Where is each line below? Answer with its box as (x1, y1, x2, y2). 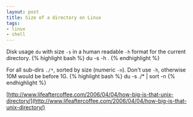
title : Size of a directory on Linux (6, 15, 102, 21)
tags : (6, 20, 20, 26)
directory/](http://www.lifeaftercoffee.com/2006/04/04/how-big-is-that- (6, 98, 188, 105)
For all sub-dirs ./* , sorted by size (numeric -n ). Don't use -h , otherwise (6, 66, 186, 73)
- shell (6, 32, 26, 38)
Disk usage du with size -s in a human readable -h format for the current (6, 48, 186, 55)
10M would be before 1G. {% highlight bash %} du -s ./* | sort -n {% (6, 73, 175, 80)
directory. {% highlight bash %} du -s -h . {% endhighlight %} (6, 55, 160, 62)
